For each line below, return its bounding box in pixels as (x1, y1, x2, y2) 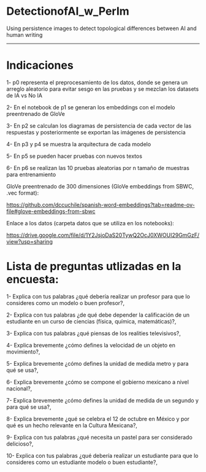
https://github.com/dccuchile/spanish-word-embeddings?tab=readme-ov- (6, 201, 195, 208)
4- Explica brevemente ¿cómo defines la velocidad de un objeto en (6, 341, 176, 349)
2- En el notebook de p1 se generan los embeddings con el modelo (6, 103, 175, 111)
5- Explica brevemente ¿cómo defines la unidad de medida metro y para (6, 360, 189, 367)
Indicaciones (6, 58, 74, 72)
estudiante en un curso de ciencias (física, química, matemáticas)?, (6, 317, 177, 325)
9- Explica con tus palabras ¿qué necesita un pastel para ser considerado (6, 433, 193, 441)
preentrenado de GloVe (6, 110, 66, 117)
